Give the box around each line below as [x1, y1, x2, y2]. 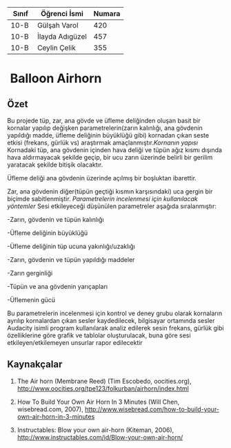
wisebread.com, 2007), [17, 404, 84, 413]
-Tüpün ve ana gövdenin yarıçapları [7, 283, 108, 290]
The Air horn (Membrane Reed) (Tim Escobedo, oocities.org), [17, 377, 192, 385]
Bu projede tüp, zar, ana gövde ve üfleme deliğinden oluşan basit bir [7, 117, 201, 124]
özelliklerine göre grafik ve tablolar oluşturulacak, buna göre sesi [7, 331, 191, 339]
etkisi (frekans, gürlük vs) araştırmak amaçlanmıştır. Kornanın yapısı [7, 138, 199, 147]
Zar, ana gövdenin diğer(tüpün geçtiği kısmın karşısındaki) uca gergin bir [7, 187, 213, 196]
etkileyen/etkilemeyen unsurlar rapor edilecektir [7, 339, 143, 346]
